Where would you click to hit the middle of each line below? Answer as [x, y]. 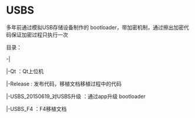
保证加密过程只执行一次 [39, 35]
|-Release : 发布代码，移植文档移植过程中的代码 [64, 84]
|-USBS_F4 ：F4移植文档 [37, 109]
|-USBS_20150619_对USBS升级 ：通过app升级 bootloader [76, 96]
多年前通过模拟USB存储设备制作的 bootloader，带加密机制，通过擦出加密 [95, 27]
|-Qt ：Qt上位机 [25, 71]
